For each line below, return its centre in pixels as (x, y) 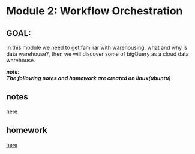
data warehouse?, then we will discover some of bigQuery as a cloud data (97, 54)
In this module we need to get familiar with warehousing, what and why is (97, 47)
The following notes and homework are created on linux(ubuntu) (88, 78)
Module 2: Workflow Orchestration (94, 11)
